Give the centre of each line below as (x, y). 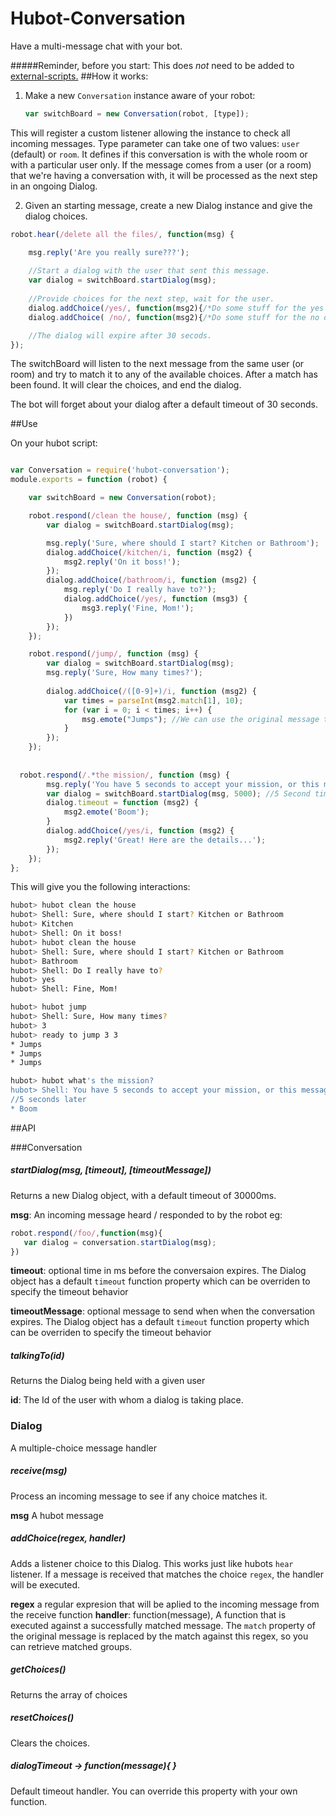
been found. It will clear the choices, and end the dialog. (126, 385)
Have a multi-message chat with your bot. (96, 46)
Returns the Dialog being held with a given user (108, 1381)
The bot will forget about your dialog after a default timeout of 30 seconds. (164, 404)
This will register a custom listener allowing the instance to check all (150, 133)
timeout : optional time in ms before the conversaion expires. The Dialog (158, 1271)
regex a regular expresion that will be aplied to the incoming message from (165, 1604)
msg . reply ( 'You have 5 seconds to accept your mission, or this (183, 784)
